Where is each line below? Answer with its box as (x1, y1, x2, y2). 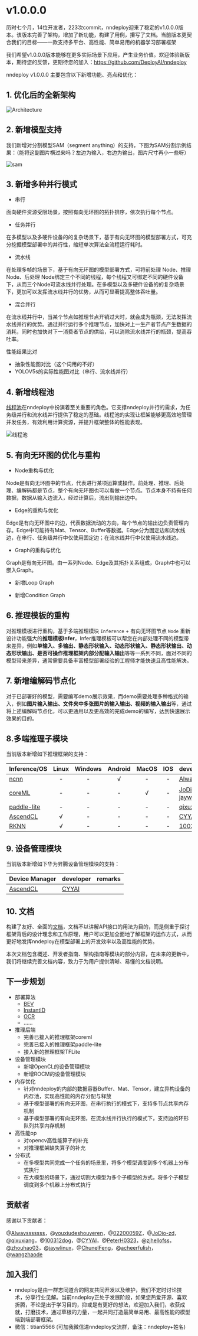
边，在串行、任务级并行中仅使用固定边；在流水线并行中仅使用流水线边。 (6, 534, 181, 541)
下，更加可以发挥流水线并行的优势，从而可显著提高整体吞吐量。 (6, 288, 161, 295)
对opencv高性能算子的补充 (23, 1136, 88, 1143)
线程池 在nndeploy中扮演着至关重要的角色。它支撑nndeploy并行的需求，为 (6, 404, 186, 411)
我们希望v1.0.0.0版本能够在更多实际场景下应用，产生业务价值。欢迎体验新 (6, 51, 185, 58)
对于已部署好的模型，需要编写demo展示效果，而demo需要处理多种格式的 (6, 692, 184, 700)
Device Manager (9, 875, 57, 883)
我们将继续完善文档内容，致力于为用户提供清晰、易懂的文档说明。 (6, 958, 166, 965)
